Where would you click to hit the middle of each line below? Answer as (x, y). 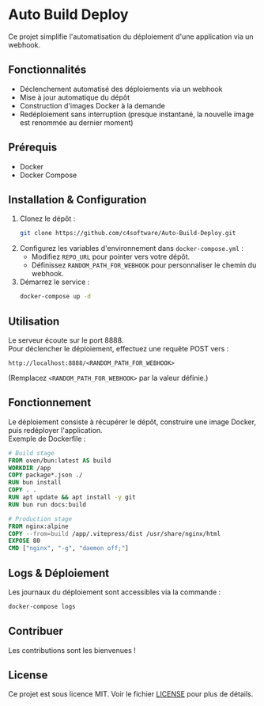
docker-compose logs (42, 606)
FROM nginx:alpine (38, 526)
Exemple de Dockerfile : (47, 438)
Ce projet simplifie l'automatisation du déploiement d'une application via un (131, 36)
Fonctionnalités (47, 70)
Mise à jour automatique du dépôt (75, 97)
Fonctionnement (50, 402)
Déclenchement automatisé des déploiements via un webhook (121, 89)
